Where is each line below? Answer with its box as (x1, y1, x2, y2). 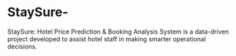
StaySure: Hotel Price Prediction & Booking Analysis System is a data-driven (7, 27, 230, 36)
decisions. (7, 42, 37, 50)
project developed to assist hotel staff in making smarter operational (7, 34, 206, 43)
